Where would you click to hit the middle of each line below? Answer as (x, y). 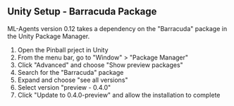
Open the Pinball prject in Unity (63, 49)
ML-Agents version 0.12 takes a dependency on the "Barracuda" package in (117, 28)
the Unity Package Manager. (49, 36)
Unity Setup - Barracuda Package (82, 12)
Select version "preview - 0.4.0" (64, 87)
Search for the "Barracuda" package (70, 72)
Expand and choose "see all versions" (73, 80)
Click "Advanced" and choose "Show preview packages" (100, 65)
